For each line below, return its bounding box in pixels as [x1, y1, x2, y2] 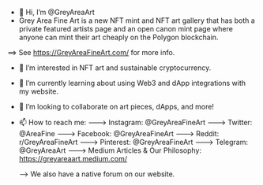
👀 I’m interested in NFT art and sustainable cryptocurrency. [18, 63, 212, 72]
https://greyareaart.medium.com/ [18, 154, 128, 163]
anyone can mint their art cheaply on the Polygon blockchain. [18, 32, 219, 42]
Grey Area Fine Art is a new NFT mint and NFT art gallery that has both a [18, 16, 256, 25]
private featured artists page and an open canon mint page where [18, 24, 234, 33]
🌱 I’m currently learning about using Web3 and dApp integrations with [18, 79, 246, 87]
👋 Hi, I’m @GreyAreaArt [18, 8, 96, 17]
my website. [18, 87, 59, 96]
